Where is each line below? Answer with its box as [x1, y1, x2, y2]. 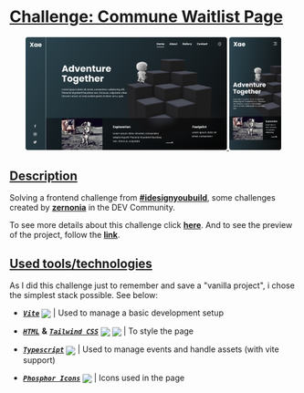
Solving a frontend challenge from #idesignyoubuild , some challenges [9, 192, 276, 203]
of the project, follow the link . [9, 230, 121, 241]
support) [22, 354, 57, 366]
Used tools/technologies [9, 255, 152, 271]
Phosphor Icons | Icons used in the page [22, 372, 185, 383]
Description [9, 168, 78, 183]
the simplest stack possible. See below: [9, 290, 158, 301]
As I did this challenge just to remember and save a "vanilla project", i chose [9, 280, 295, 291]
